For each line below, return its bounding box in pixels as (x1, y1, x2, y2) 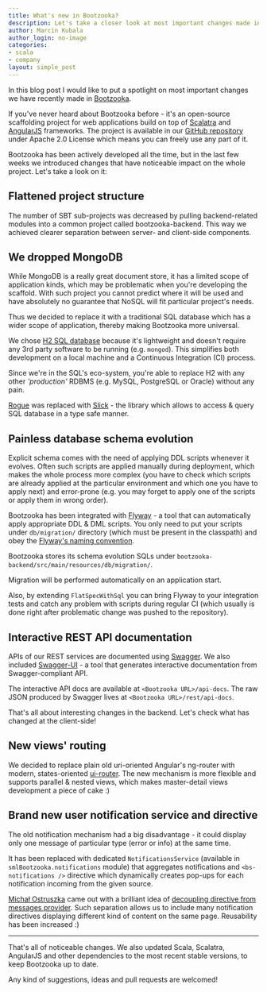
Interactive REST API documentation (8, 631, 192, 644)
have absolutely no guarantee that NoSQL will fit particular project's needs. (8, 297, 254, 307)
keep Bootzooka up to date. (8, 959, 99, 969)
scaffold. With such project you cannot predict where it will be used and (8, 288, 244, 298)
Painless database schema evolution (8, 432, 194, 446)
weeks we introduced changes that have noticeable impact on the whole (8, 158, 246, 168)
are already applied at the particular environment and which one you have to (8, 478, 258, 488)
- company (8, 56, 41, 64)
